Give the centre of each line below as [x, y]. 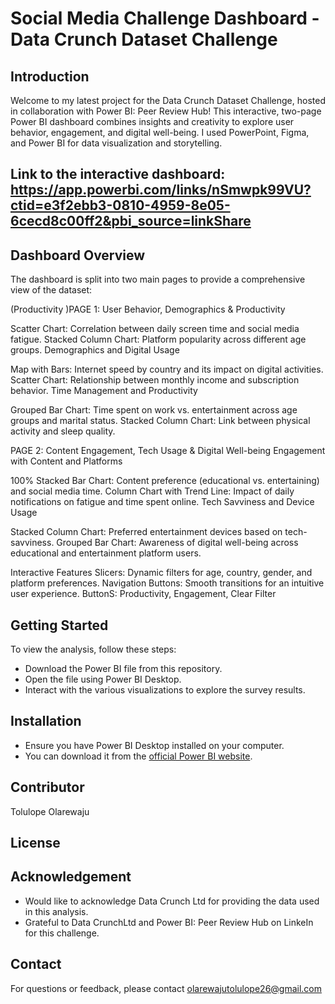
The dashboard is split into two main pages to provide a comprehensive [158, 279]
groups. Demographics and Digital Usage [95, 350]
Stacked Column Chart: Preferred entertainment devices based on [146, 532]
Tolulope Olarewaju [50, 811]
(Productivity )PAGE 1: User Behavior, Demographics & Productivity [148, 309]
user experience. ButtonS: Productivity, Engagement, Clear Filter [143, 594]
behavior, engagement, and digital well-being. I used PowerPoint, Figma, [160, 132]
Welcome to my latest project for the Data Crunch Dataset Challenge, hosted [168, 100]
